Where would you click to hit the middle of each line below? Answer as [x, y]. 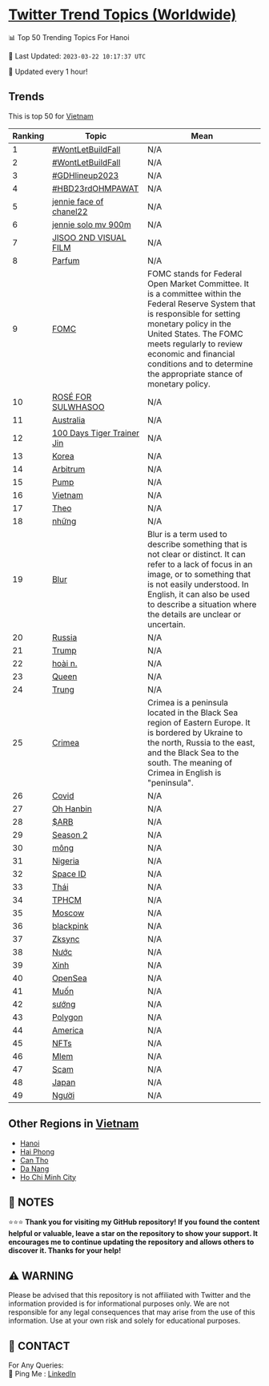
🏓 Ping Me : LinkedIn [42, 1374]
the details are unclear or [194, 614]
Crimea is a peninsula [188, 702]
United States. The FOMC [195, 333]
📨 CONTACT [39, 1346]
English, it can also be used [199, 594]
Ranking [28, 135]
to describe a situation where [202, 604]
